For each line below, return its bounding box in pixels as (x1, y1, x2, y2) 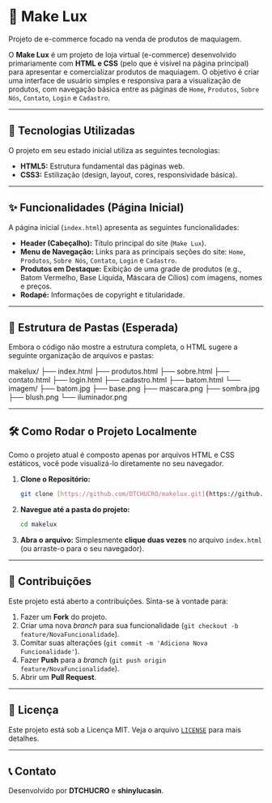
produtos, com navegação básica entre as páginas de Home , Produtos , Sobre (8, 84, 260, 94)
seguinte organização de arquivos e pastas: (8, 351, 155, 361)
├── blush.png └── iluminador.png (8, 392, 128, 402)
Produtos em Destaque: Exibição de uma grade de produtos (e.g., (19, 263, 242, 274)
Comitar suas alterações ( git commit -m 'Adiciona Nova (19, 638, 208, 647)
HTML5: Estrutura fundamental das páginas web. (19, 161, 185, 171)
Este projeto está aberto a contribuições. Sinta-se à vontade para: (8, 596, 228, 606)
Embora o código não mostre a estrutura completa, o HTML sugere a (8, 342, 238, 352)
